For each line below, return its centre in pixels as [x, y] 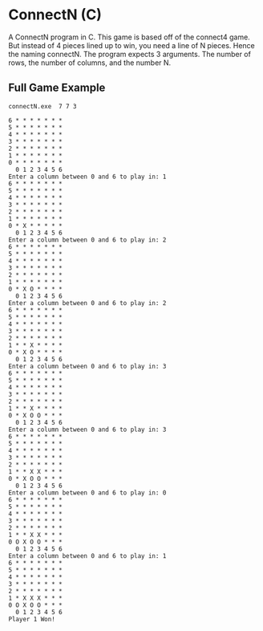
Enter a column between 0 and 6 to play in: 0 [87, 493]
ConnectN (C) [55, 15]
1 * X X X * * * [35, 598]
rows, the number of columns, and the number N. [90, 63]
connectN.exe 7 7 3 [43, 106]
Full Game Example [57, 88]
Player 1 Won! [32, 619]
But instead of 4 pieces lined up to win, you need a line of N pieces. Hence [131, 45]
